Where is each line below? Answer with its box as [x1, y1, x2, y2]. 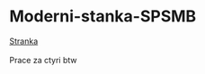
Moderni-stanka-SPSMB [9, 6, 197, 27]
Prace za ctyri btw [9, 54, 77, 65]
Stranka [9, 36, 39, 46]
